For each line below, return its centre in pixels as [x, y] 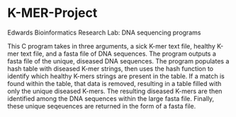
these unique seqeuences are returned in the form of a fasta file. [102, 106]
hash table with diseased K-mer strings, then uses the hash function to [111, 68]
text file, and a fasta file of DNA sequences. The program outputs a [118, 54]
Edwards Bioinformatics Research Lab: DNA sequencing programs [104, 32]
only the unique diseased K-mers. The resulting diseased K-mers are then [115, 91]
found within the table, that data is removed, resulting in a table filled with [114, 83]
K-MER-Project [52, 13]
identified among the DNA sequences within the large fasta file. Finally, [111, 98]
